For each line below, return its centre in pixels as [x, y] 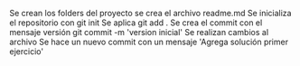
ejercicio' [26, 52]
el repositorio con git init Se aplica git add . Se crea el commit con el [136, 23]
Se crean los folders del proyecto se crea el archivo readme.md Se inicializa [150, 13]
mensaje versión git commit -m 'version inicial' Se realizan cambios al [139, 32]
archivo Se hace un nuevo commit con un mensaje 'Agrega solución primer [149, 42]
